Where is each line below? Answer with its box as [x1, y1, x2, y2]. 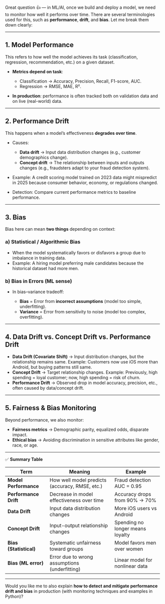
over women [114, 545, 143, 552]
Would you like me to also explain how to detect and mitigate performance [5, 583, 158, 589]
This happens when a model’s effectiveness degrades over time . [5, 130, 137, 136]
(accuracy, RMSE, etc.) [50, 483, 103, 489]
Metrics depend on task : [12, 68, 63, 74]
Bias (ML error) [7, 559, 44, 566]
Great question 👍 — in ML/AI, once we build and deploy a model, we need [5, 4, 156, 10]
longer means [114, 525, 146, 532]
